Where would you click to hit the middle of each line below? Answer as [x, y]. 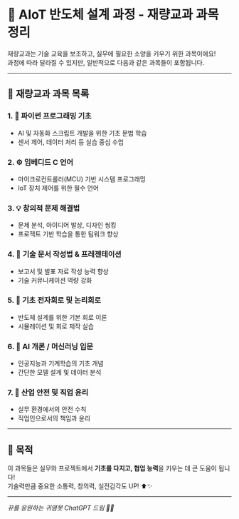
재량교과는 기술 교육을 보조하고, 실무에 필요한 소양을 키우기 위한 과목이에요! [112, 54]
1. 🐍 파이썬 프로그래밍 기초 [49, 116]
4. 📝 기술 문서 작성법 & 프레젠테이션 [65, 254]
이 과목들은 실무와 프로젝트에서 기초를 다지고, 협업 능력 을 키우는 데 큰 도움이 [112, 468]
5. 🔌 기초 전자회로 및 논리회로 [54, 301]
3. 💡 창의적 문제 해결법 [44, 208]
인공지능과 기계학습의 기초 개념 [60, 363]
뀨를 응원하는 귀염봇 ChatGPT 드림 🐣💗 [61, 508]
